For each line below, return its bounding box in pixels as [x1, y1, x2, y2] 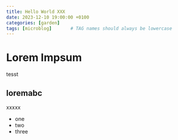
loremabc [6, 88, 43, 98]
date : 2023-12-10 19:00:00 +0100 [6, 14, 90, 20]
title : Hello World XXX [6, 8, 66, 15]
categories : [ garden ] [6, 20, 60, 26]
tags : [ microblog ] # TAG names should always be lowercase [6, 25, 172, 32]
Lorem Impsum [6, 51, 82, 64]
